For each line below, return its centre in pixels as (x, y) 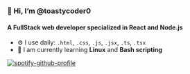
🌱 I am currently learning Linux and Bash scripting (90, 50)
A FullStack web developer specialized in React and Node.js (95, 27)
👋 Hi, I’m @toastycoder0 (49, 11)
